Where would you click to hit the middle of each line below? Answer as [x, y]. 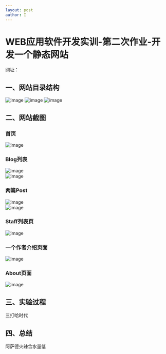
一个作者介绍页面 [26, 247]
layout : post [19, 10]
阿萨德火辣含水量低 [26, 346]
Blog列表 [16, 159]
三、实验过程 [26, 302]
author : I [16, 15]
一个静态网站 [42, 55]
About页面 [19, 273]
